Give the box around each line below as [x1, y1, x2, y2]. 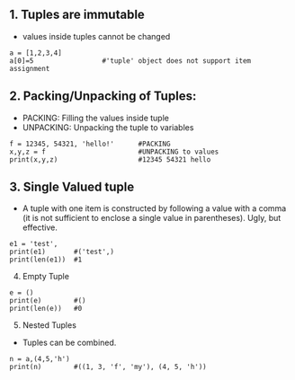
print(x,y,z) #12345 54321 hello [9, 155, 211, 164]
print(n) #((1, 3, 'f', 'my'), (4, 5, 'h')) [9, 363, 207, 372]
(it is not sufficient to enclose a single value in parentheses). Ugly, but [22, 213, 282, 224]
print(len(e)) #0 [9, 305, 83, 314]
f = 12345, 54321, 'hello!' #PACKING [9, 139, 171, 148]
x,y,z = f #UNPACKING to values [9, 147, 219, 156]
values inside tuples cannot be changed [22, 31, 171, 41]
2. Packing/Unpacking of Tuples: [9, 89, 197, 104]
